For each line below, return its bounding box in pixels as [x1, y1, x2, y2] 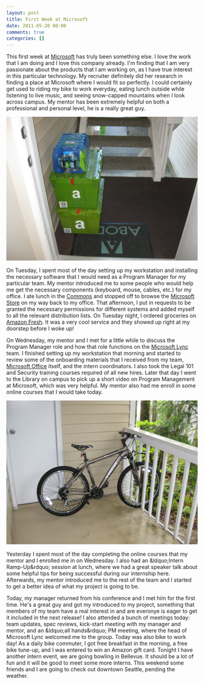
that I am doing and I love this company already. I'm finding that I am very [6, 60, 190, 67]
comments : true [6, 29, 45, 35]
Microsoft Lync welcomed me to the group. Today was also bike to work [6, 633, 186, 641]
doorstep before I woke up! [6, 325, 74, 332]
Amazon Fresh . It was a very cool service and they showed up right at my [6, 318, 190, 326]
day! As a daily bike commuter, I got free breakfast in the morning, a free [6, 640, 188, 647]
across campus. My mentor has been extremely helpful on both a [6, 98, 169, 106]
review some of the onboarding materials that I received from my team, [6, 356, 184, 363]
